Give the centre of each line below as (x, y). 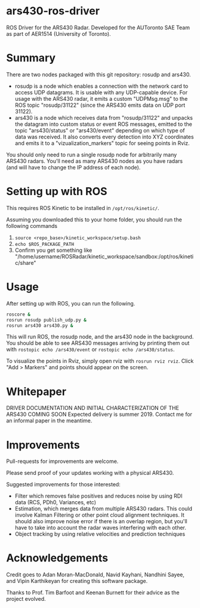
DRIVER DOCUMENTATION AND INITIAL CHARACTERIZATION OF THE (93, 408)
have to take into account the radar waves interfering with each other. (101, 528)
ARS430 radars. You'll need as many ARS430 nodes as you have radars (95, 161)
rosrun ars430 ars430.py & (40, 325)
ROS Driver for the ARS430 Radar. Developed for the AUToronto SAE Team (98, 27)
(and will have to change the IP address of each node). (73, 167)
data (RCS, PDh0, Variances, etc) (56, 502)
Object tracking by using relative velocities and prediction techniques (100, 534)
